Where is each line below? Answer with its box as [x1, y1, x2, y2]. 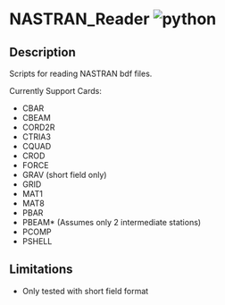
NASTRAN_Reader [9, 9, 150, 30]
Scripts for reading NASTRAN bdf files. [9, 68, 153, 79]
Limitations [9, 262, 73, 277]
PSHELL [21, 236, 53, 246]
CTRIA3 [21, 131, 52, 142]
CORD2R [21, 122, 55, 132]
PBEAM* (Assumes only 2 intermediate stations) [21, 217, 202, 227]
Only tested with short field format [21, 285, 149, 296]
